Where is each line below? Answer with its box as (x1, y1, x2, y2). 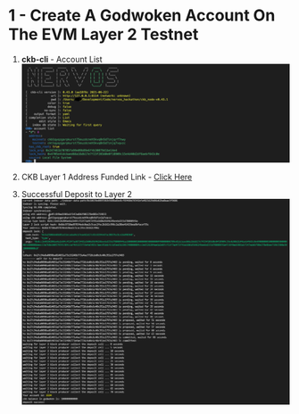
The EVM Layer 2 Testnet (8, 24, 199, 45)
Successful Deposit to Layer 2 (21, 189, 133, 200)
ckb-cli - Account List (21, 54, 104, 64)
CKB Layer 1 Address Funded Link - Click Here (21, 171, 193, 183)
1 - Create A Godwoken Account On (8, 5, 276, 26)
